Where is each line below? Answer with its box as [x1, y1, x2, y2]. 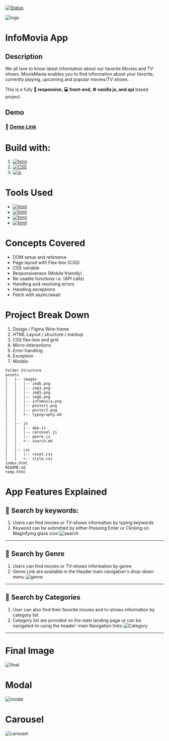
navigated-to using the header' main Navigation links [12, 622, 122, 629]
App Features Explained [5, 486, 107, 498]
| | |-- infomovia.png [5, 399, 62, 404]
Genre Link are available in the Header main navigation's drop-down [12, 568, 154, 575]
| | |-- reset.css [5, 452, 53, 457]
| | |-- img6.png [5, 394, 51, 400]
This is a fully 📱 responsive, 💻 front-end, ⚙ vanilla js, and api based [5, 86, 148, 92]
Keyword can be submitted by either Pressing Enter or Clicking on [12, 525, 149, 531]
